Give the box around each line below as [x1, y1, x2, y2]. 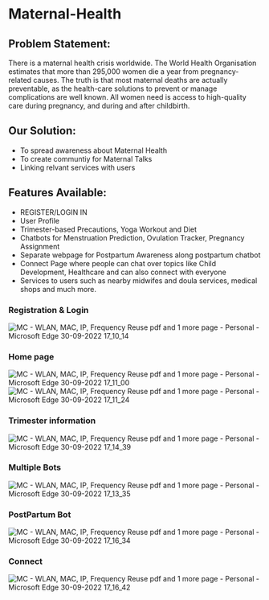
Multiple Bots [8, 462, 62, 473]
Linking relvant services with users [19, 162, 136, 172]
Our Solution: [8, 124, 76, 138]
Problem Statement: [8, 37, 111, 51]
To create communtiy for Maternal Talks [19, 154, 153, 163]
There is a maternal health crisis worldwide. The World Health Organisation [8, 58, 257, 68]
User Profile [19, 216, 60, 225]
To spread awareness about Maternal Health [19, 146, 167, 155]
